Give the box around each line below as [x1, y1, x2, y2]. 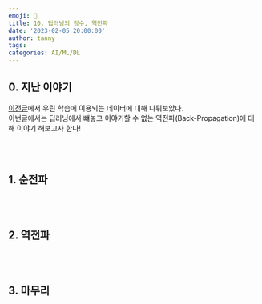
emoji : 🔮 [8, 11, 38, 20]
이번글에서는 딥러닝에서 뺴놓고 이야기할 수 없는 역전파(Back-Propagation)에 [8, 113, 247, 122]
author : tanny [8, 34, 56, 42]
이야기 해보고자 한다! [16, 123, 82, 133]
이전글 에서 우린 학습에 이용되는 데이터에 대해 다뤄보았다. [8, 103, 184, 113]
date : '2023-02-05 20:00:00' [8, 26, 106, 34]
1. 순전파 [8, 173, 48, 186]
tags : [8, 42, 26, 50]
